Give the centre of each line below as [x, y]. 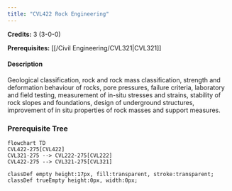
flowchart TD [27, 143]
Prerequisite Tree [38, 129]
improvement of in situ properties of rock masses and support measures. [114, 110]
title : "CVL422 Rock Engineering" [59, 14]
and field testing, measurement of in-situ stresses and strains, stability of [114, 95]
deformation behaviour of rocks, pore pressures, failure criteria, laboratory [116, 87]
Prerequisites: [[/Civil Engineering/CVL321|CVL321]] [84, 48]
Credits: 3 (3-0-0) [34, 34]
